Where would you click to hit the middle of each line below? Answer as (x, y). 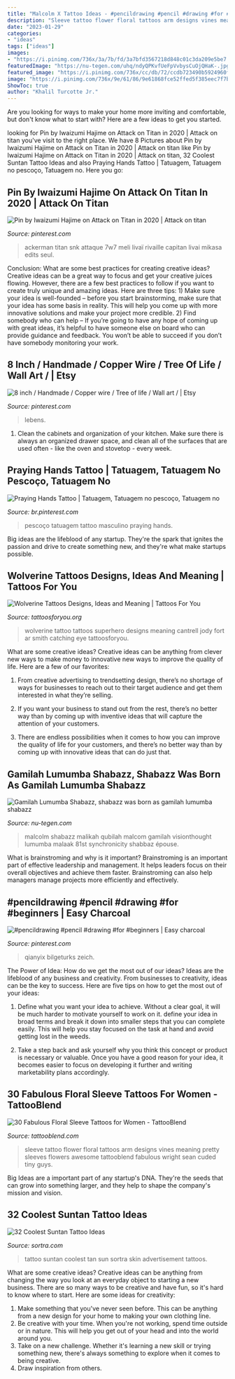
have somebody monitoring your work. (63, 342)
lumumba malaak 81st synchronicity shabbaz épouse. (102, 844)
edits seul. (39, 254)
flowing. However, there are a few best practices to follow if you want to (111, 283)
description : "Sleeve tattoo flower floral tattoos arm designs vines (112, 20)
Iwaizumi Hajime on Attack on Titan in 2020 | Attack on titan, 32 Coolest (111, 156)
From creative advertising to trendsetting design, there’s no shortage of (120, 680)
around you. (35, 1338)
